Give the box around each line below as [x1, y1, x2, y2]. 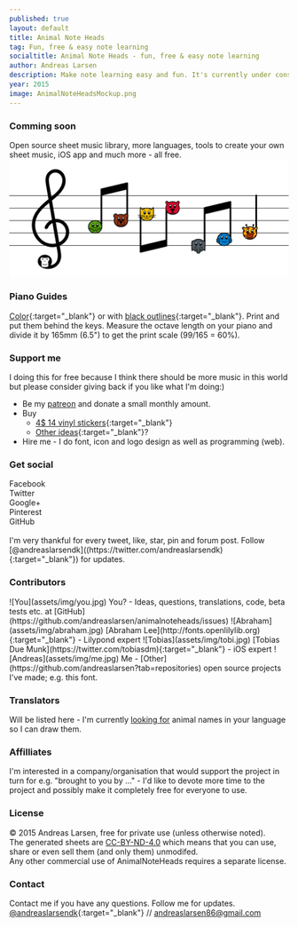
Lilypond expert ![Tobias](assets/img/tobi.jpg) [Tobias [83, 634, 280, 645]
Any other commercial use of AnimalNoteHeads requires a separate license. [9, 855, 286, 866]
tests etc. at [9, 606, 52, 616]
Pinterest [9, 507, 43, 518]
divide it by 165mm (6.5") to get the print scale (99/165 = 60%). [9, 329, 240, 340]
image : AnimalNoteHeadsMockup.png [9, 89, 137, 98]
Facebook [9, 479, 46, 489]
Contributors [9, 576, 67, 589]
